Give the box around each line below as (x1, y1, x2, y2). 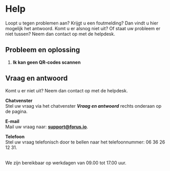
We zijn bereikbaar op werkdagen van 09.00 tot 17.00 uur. (5, 159, 127, 166)
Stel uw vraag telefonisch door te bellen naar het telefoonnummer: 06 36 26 (5, 139, 165, 145)
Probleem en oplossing (5, 45, 80, 54)
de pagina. (5, 108, 28, 114)
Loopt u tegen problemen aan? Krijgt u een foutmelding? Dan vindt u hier (5, 20, 158, 26)
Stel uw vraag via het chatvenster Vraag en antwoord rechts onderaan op (5, 103, 162, 109)
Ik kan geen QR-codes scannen (12, 59, 81, 65)
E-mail (5, 118, 19, 124)
